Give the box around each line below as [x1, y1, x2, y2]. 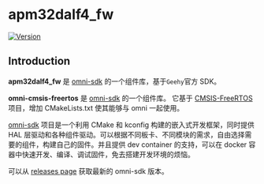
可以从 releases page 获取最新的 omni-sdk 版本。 [8, 166, 169, 175]
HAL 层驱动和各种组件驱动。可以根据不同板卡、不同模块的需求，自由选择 [8, 130, 245, 139]
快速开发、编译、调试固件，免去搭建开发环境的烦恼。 [21, 149, 195, 159]
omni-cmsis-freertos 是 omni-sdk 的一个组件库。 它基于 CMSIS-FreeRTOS [8, 93, 254, 103]
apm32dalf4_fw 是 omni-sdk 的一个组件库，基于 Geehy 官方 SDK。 [8, 77, 221, 86]
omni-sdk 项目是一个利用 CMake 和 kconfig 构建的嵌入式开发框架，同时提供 [8, 120, 255, 130]
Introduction [8, 54, 71, 68]
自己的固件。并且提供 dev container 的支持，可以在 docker [56, 140, 247, 149]
